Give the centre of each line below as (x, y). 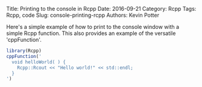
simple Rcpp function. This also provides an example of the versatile (91, 33)
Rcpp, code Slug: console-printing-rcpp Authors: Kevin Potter (83, 15)
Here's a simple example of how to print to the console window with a (93, 27)
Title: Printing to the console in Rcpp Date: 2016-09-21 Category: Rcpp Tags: (101, 9)
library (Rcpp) (24, 51)
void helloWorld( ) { (39, 62)
